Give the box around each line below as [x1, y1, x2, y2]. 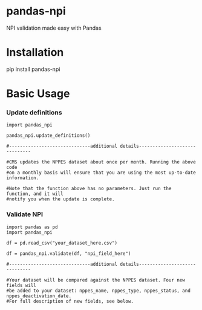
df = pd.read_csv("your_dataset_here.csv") [6, 240, 118, 246]
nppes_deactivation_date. [6, 292, 71, 299]
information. [6, 175, 39, 181]
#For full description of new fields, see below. [6, 298, 134, 304]
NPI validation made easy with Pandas [6, 24, 102, 31]
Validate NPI [6, 210, 44, 219]
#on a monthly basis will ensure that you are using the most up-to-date [6, 170, 197, 176]
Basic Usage [6, 87, 70, 101]
